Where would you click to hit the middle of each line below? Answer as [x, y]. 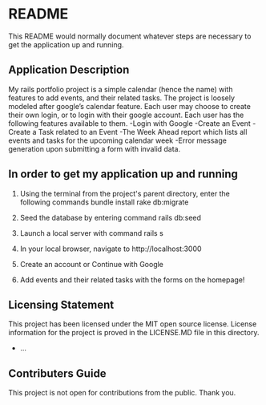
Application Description [69, 70]
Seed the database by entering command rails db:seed [111, 217]
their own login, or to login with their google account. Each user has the [126, 115]
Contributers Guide [57, 373]
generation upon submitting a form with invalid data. [95, 148]
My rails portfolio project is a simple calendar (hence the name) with [121, 89]
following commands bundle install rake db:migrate [104, 202]
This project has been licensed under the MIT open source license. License [133, 324]
